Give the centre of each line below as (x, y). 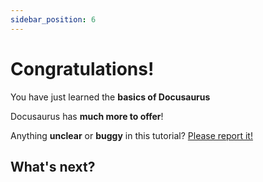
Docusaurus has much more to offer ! (87, 116)
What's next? (53, 166)
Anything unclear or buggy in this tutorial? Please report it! (131, 135)
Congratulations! (82, 68)
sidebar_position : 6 (53, 19)
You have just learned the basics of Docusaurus (110, 97)
